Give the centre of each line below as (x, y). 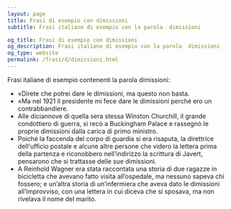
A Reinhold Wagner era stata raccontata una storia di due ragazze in (117, 169)
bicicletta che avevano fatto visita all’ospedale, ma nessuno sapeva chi (121, 176)
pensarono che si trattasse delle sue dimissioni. (87, 161)
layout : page (27, 14)
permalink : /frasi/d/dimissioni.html (63, 60)
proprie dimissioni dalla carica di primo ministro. (88, 131)
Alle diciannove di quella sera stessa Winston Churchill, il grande (112, 116)
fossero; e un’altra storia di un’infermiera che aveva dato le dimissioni (119, 183)
